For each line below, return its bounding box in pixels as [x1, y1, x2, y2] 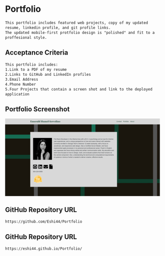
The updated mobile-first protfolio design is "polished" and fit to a [5, 30, 155, 35]
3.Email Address [5, 77, 38, 82]
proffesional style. [5, 35, 48, 40]
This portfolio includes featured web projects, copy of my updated [5, 20, 148, 25]
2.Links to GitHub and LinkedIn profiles [5, 72, 91, 77]
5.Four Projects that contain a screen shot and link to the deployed [5, 87, 153, 92]
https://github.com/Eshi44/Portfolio [5, 219, 82, 224]
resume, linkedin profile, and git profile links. [5, 25, 111, 30]
